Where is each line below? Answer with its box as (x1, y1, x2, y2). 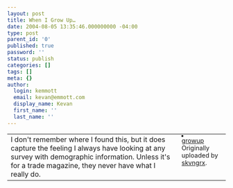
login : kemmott (13, 87, 58, 94)
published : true (7, 42, 54, 49)
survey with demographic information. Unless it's (10, 152, 171, 162)
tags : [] (7, 68, 33, 75)
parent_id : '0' (7, 36, 51, 43)
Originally (181, 144, 210, 152)
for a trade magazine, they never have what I (10, 160, 156, 170)
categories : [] (7, 62, 51, 69)
